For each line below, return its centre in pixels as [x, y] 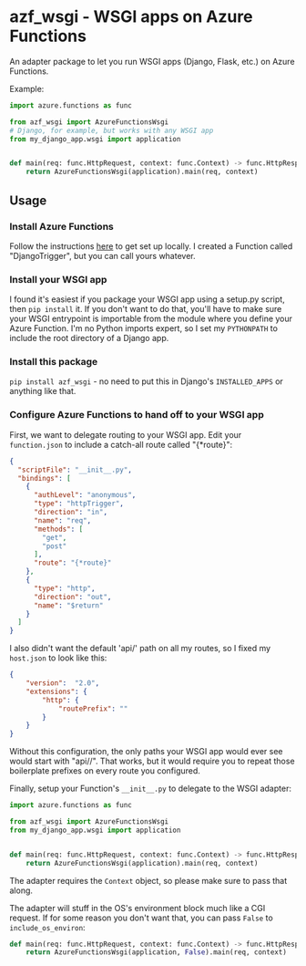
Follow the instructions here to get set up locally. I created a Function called [151, 246]
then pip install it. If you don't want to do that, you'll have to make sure [146, 309]
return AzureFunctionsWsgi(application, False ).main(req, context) [156, 952]
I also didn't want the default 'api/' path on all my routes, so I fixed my [140, 649]
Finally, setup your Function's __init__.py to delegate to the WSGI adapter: [150, 789]
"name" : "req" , [62, 520]
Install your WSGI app [58, 279]
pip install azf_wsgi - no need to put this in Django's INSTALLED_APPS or [147, 381]
